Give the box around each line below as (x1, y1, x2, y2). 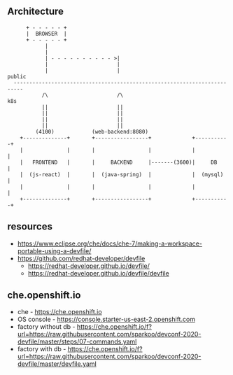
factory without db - (17, 323, 76, 331)
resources (7, 220, 52, 233)
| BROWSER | (25, 30, 68, 37)
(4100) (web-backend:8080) (35, 128, 149, 135)
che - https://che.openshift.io (17, 308, 103, 316)
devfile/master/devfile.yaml (17, 360, 97, 368)
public (7, 73, 27, 80)
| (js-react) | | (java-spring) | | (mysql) (20, 171, 224, 178)
